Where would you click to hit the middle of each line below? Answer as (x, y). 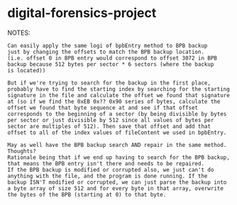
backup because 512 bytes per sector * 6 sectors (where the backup (111, 64)
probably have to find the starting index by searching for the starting (119, 89)
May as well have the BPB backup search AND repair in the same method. (117, 145)
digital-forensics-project (82, 13)
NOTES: (19, 33)
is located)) (27, 70)
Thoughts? (22, 151)
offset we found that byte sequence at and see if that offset (103, 108)
